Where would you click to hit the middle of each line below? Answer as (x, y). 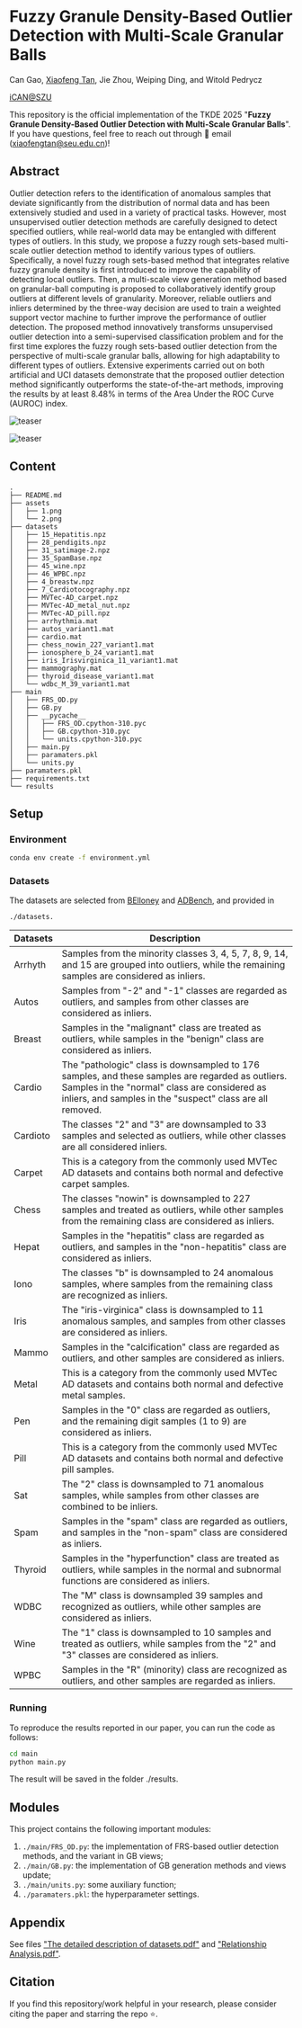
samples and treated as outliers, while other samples (173, 1210)
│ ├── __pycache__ (48, 715)
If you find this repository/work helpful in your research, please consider (143, 2004)
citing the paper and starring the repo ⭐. (84, 2014)
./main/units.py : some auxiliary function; (99, 1885)
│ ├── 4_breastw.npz (52, 582)
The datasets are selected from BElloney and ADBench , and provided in (142, 900)
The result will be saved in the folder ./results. (94, 1779)
